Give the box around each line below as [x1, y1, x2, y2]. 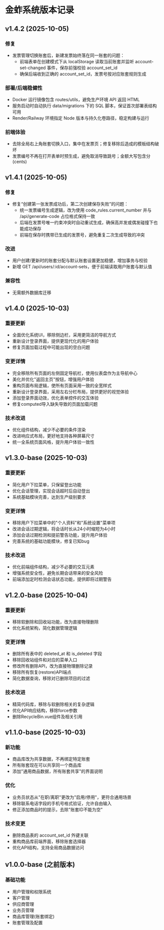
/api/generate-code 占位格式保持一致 [19, 213, 95, 219]
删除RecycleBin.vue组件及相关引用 [12, 714, 83, 719]
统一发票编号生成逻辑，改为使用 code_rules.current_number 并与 [19, 207, 152, 213]
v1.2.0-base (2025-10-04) [5, 591, 88, 599]
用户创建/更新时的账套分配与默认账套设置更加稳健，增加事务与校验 [12, 257, 148, 263]
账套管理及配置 [12, 920, 43, 926]
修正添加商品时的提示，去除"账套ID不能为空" [12, 806, 103, 812]
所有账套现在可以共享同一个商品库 [12, 762, 82, 768]
